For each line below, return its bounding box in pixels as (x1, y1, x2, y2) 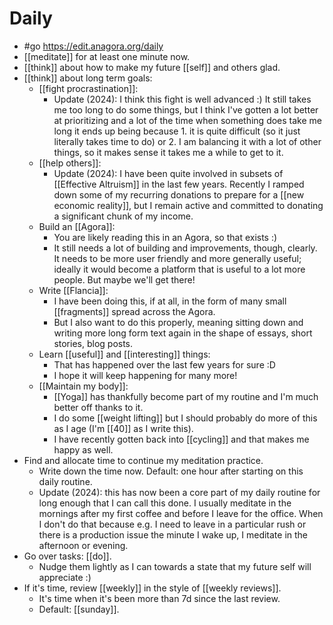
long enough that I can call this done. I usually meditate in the (38, 497, 292, 509)
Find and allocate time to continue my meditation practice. (23, 454, 264, 466)
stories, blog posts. (53, 337, 134, 349)
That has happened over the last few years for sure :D (53, 358, 276, 371)
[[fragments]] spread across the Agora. (53, 305, 216, 317)
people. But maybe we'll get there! (53, 273, 196, 286)
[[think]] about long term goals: (23, 72, 153, 84)
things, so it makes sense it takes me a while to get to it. (53, 146, 284, 158)
